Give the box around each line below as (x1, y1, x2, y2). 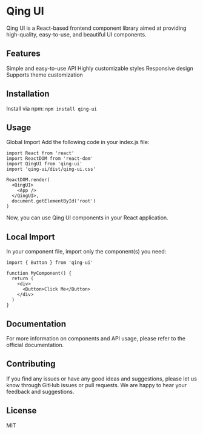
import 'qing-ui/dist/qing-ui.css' (6, 166, 96, 173)
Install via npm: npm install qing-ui (6, 105, 97, 112)
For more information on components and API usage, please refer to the (6, 335, 186, 342)
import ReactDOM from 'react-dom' (6, 156, 94, 162)
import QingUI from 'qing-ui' (6, 161, 83, 167)
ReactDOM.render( (6, 177, 50, 183)
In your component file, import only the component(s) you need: (6, 248, 167, 255)
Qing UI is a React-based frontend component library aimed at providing (6, 24, 187, 32)
